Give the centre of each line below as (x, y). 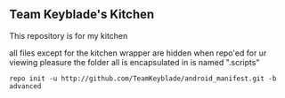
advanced (25, 86)
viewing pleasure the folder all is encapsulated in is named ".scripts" (134, 62)
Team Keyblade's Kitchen (82, 15)
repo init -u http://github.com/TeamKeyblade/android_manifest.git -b (143, 79)
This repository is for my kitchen (69, 35)
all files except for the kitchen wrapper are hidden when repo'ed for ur (138, 53)
